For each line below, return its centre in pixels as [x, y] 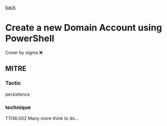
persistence [18, 94]
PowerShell [30, 39]
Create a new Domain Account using [84, 28]
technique [18, 107]
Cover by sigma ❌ [24, 52]
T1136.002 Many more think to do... [42, 118]
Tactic [13, 83]
